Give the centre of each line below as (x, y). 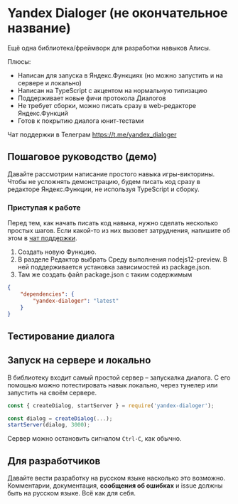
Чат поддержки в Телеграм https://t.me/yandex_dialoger (92, 134)
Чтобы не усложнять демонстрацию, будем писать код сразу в (104, 181)
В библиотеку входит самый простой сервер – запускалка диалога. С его (119, 377)
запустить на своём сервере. (52, 392)
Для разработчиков (54, 461)
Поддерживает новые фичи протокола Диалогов (92, 98)
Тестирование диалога (61, 336)
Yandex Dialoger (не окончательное (118, 13)
